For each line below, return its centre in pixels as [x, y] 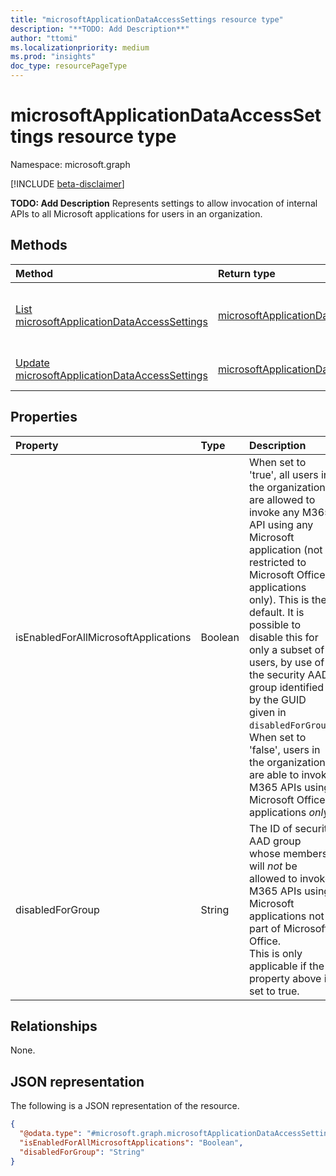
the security [277, 674]
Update [32, 363]
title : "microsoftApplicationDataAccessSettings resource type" [147, 19]
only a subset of [286, 649]
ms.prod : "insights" [53, 57]
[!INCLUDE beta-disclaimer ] [67, 183]
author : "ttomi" [44, 38]
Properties [44, 417]
